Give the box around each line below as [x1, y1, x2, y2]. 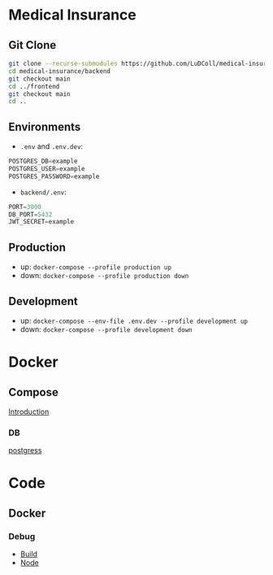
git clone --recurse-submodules [8, 59, 118, 68]
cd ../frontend [8, 82, 60, 90]
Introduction [8, 407, 50, 416]
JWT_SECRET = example [8, 218, 75, 226]
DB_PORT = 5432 [8, 210, 53, 219]
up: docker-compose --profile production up [19, 262, 172, 272]
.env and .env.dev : [19, 142, 84, 151]
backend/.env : [19, 187, 67, 197]
